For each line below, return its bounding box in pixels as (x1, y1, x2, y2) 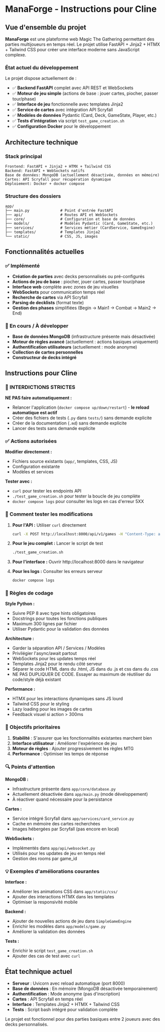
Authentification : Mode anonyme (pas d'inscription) (12, 991, 121, 997)
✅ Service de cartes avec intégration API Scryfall (12, 107, 113, 113)
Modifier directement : (5, 449, 52, 455)
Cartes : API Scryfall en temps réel (12, 996, 83, 1002)
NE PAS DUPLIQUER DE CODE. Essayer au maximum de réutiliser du (12, 672, 151, 677)
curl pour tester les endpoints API (12, 488, 82, 494)
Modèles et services (12, 469, 54, 475)
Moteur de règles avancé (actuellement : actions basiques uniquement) (12, 339, 159, 345)
